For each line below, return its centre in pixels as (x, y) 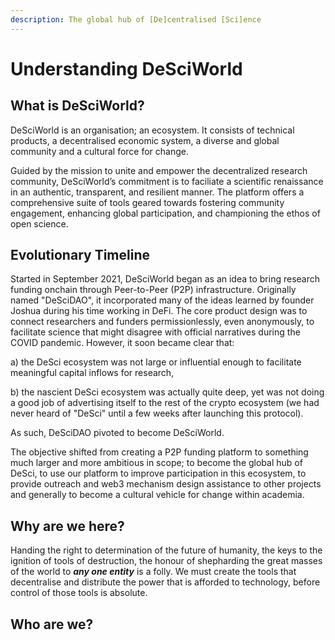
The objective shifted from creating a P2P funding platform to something (159, 452)
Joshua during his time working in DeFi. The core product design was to (159, 311)
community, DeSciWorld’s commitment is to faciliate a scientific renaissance (167, 181)
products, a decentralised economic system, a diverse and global (145, 140)
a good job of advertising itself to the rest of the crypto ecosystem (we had (165, 403)
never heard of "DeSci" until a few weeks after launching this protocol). (157, 413)
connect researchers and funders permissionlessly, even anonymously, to (162, 322)
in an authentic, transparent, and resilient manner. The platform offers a (157, 192)
